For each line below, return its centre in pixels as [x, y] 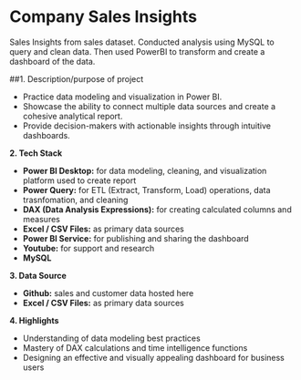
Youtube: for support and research [88, 248]
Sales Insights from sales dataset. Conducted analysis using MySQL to [142, 42]
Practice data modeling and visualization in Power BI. [122, 97]
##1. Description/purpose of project [77, 78]
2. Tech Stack [36, 153]
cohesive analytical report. [73, 116]
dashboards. [46, 135]
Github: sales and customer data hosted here [108, 293]
